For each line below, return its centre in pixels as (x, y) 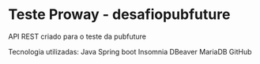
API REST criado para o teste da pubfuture (77, 36)
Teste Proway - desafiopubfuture (119, 15)
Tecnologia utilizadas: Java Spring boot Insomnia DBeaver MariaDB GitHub (130, 51)
